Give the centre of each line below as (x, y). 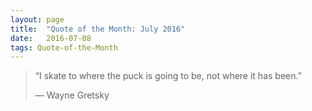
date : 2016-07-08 (51, 38)
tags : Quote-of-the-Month (64, 47)
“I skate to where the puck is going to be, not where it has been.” (168, 76)
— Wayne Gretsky (72, 95)
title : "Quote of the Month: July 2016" (98, 29)
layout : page (37, 19)
